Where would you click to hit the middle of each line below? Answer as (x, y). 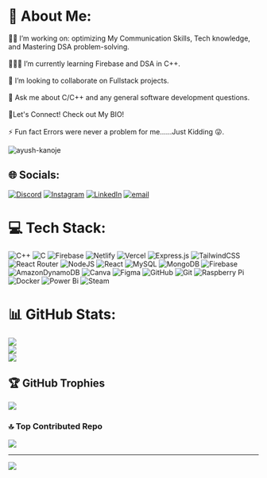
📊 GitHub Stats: (62, 314)
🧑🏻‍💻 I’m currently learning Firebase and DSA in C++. (95, 64)
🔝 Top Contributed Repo (56, 426)
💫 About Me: (50, 16)
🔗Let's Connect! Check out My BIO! (66, 114)
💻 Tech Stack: (57, 228)
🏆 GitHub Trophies (57, 384)
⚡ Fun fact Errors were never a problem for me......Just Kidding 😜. (116, 131)
